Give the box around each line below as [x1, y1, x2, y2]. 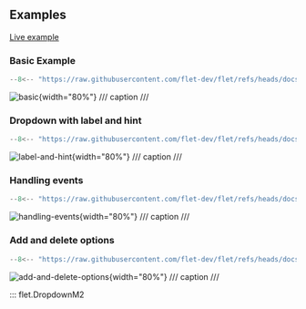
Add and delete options [9, 234, 116, 247]
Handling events [9, 174, 84, 187]
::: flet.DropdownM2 [9, 289, 85, 300]
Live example [9, 31, 59, 42]
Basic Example [9, 54, 76, 67]
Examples [9, 7, 66, 23]
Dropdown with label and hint [9, 114, 142, 127]
